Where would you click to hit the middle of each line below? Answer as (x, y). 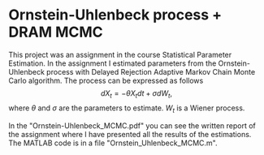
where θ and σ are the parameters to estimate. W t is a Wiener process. (127, 109)
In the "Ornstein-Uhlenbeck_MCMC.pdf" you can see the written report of (132, 125)
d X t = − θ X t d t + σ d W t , (136, 94)
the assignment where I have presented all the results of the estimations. (130, 134)
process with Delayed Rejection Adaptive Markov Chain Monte (151, 71)
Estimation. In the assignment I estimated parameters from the (113, 63)
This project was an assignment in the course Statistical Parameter (120, 54)
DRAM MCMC (56, 32)
